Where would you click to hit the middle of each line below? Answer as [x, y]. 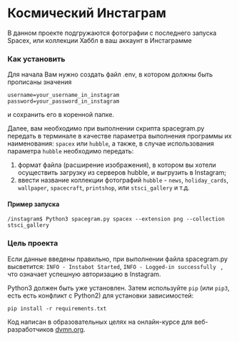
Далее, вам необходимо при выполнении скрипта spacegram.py [106, 128]
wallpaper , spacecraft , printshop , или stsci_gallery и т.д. [104, 188]
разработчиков [31, 329]
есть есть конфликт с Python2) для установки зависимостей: [101, 295]
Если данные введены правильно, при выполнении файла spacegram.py [118, 259]
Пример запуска [34, 204]
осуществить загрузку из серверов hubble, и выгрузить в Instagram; [122, 173]
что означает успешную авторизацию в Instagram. [85, 274]
